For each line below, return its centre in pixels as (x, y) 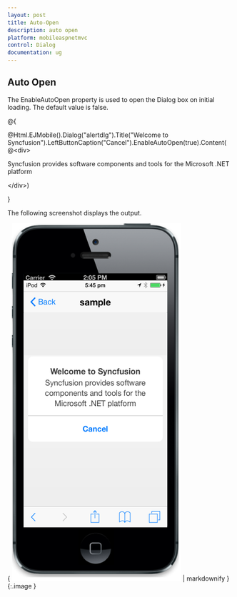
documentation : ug (35, 53)
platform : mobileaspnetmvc (47, 38)
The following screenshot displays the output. (75, 213)
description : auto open (43, 30)
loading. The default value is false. (58, 107)
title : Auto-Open (33, 22)
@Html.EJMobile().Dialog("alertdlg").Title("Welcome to (88, 135)
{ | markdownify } (118, 578)
